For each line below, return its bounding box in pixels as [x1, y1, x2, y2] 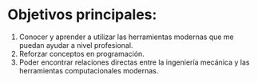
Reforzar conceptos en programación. [18, 49, 145, 58]
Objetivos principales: [7, 6, 157, 24]
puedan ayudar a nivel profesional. [18, 40, 133, 49]
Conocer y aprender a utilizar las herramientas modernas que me [18, 32, 235, 41]
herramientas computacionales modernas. [18, 65, 159, 75]
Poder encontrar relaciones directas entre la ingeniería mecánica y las [18, 57, 250, 67]
